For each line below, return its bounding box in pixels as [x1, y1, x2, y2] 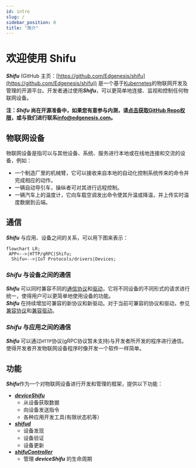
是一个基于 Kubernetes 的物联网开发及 [98, 80, 188, 87]
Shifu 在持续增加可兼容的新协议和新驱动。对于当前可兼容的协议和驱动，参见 [6, 300, 190, 307]
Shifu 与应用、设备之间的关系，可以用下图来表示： [6, 234, 129, 241]
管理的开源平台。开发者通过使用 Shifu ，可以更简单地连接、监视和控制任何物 [6, 87, 189, 94]
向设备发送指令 [23, 406, 60, 414]
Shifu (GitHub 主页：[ [6, 73, 59, 80]
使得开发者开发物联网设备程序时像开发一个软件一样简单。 [6, 345, 145, 352]
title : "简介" [6, 25, 39, 31]
